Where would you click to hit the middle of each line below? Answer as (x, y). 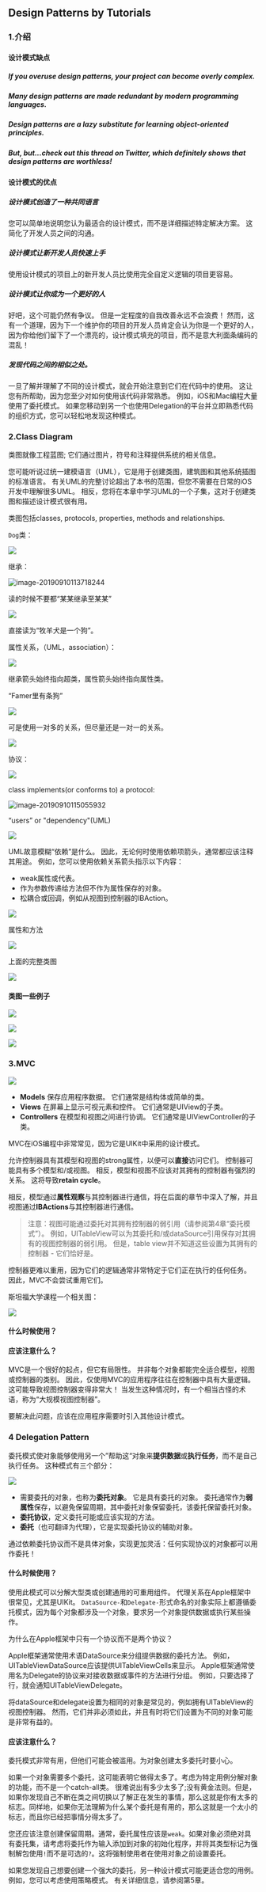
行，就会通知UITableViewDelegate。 (67, 1685)
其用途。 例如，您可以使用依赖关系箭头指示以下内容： (96, 861)
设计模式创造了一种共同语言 (53, 202)
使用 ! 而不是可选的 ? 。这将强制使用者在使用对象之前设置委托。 (130, 1854)
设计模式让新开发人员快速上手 (57, 253)
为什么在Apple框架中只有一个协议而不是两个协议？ (91, 1639)
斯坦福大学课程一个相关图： (53, 1297)
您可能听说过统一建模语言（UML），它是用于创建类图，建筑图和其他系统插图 (132, 472)
